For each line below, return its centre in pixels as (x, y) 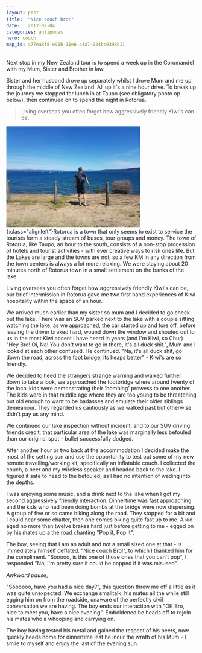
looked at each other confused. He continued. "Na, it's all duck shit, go (94, 351)
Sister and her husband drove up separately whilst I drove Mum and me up (99, 81)
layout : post (23, 13)
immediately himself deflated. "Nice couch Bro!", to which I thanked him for (99, 550)
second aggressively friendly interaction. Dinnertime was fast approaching (99, 500)
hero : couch (21, 38)
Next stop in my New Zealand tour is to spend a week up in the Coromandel (100, 62)
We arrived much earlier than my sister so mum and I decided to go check (98, 313)
